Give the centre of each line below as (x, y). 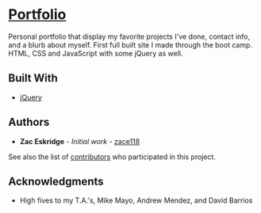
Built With (33, 78)
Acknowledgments (56, 181)
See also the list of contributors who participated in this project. (112, 157)
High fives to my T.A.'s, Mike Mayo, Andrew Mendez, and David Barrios (136, 200)
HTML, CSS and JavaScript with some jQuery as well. (96, 53)
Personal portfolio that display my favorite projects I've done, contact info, (129, 36)
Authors (29, 122)
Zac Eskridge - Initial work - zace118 (80, 141)
